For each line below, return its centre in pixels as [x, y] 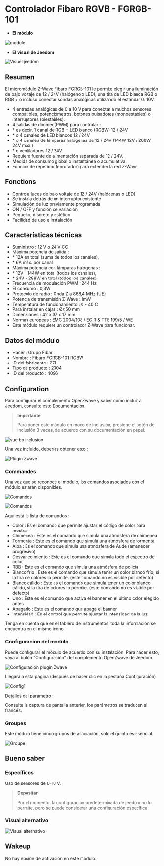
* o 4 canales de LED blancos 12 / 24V [51, 135]
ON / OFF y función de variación [45, 209]
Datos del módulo [32, 341]
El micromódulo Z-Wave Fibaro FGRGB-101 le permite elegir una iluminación [82, 89]
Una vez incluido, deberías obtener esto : [47, 449]
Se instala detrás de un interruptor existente [57, 199]
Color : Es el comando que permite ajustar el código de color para [79, 525]
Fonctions [21, 182]
